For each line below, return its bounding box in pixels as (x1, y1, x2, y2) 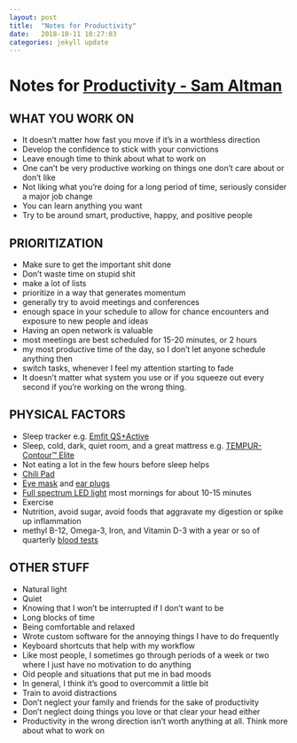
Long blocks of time (21, 612, 96, 622)
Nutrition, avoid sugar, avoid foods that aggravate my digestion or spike (21, 506, 284, 517)
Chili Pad (21, 468, 55, 479)
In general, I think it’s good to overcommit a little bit (21, 677, 209, 688)
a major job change (21, 192, 93, 202)
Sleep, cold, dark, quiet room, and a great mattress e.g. (21, 440, 224, 450)
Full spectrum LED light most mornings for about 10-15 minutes (21, 487, 253, 497)
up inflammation (21, 515, 82, 526)
